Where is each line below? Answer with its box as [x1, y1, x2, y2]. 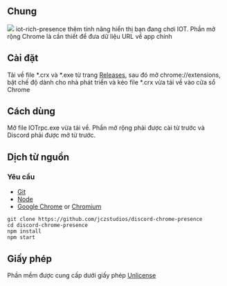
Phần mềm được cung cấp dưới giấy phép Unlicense [7, 271, 156, 279]
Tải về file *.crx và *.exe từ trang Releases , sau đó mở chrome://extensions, [7, 71, 221, 79]
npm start [7, 234, 36, 241]
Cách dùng [7, 105, 55, 117]
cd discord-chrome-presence [7, 222, 89, 229]
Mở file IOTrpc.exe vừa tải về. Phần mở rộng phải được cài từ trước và [7, 124, 206, 132]
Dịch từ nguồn [7, 151, 70, 163]
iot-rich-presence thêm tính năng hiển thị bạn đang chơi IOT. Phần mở [15, 24, 216, 33]
